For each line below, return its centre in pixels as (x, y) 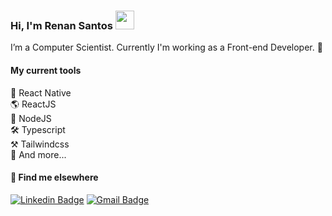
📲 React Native (41, 92)
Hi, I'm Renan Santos (61, 25)
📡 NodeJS (31, 118)
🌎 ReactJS (33, 104)
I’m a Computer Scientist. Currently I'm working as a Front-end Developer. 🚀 (166, 47)
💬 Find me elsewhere (54, 177)
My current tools (46, 70)
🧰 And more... (38, 154)
